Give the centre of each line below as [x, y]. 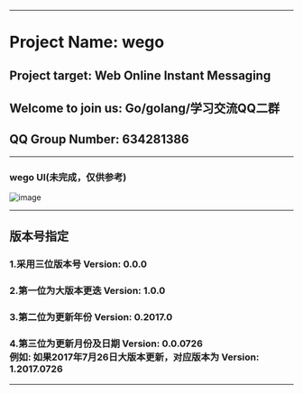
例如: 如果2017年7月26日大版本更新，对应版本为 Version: [134, 357]
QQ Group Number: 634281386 [99, 139]
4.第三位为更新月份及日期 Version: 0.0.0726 [106, 344]
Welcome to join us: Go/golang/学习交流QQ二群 [145, 108]
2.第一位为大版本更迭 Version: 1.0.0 [87, 291]
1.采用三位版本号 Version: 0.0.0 [78, 264]
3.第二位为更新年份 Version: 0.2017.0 [91, 317]
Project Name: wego [87, 42]
